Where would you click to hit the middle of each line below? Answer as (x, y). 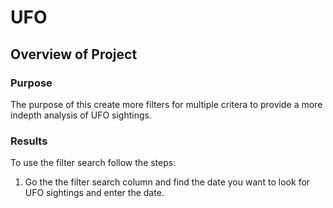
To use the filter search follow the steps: (93, 163)
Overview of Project (74, 54)
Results (29, 141)
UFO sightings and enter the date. (94, 193)
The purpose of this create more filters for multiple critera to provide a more (166, 104)
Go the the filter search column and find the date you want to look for (167, 182)
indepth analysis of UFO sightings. (81, 115)
